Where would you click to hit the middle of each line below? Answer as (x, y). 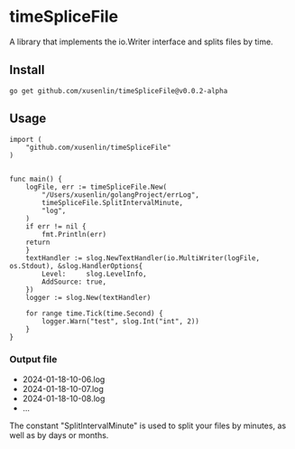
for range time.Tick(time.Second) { (95, 313)
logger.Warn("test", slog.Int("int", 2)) (121, 321)
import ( (26, 139)
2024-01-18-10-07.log (63, 388)
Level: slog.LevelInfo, (94, 274)
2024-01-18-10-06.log (64, 379)
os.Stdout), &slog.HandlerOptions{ (76, 266)
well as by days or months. (59, 435)
